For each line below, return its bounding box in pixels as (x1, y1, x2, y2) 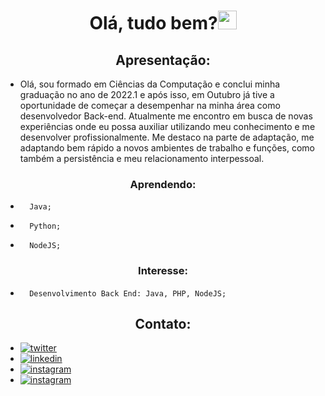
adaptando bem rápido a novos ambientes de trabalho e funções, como (19, 142, 315, 154)
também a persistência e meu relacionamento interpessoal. (19, 153, 265, 164)
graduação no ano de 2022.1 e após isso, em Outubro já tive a (19, 89, 275, 100)
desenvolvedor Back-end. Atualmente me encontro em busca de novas (19, 110, 313, 122)
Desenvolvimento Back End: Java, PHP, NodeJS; (29, 288, 227, 299)
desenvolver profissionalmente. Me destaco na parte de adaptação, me (19, 131, 315, 143)
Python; (29, 221, 62, 232)
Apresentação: (115, 51, 211, 69)
